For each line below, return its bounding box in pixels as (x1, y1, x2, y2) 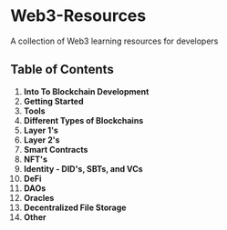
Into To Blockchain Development (23, 85, 150, 96)
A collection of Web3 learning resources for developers (10, 35, 219, 46)
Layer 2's (23, 134, 60, 145)
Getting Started (23, 95, 85, 106)
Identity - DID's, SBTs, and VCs (23, 163, 144, 174)
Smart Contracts (23, 144, 88, 155)
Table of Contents (10, 62, 115, 77)
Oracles (23, 192, 55, 203)
